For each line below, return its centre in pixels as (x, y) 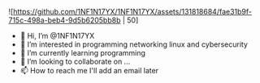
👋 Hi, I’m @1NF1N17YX (57, 36)
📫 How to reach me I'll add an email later (89, 71)
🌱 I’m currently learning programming (83, 53)
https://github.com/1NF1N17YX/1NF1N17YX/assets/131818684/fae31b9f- (132, 12)
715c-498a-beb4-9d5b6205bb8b (65, 20)
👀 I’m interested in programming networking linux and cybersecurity (134, 44)
